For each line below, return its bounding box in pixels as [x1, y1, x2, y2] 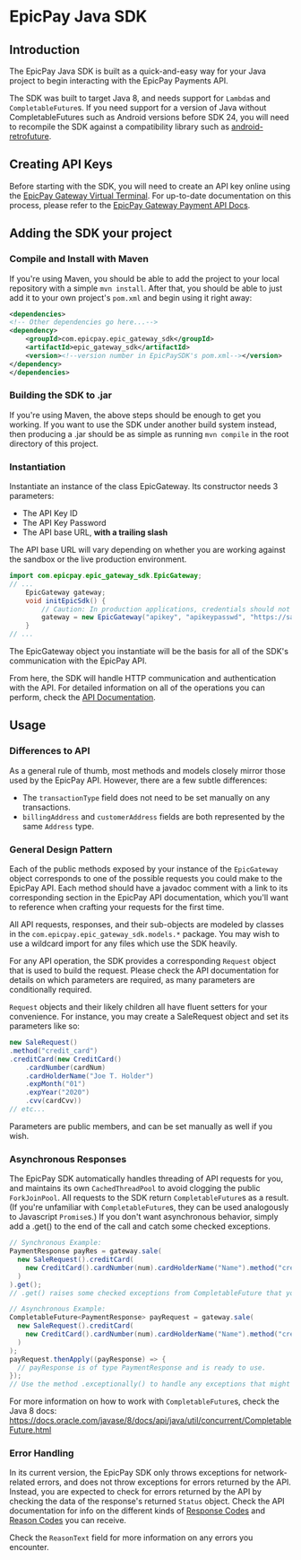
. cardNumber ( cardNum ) [25, 1063, 106, 1072]
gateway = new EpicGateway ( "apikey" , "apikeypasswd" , [41, 613, 246, 622]
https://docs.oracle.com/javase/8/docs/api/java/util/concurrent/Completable [9, 1415, 292, 1426]
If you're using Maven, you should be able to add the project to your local [9, 273, 279, 284]
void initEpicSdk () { [25, 596, 106, 605]
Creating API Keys [9, 157, 114, 172]
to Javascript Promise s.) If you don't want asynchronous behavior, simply [9, 1212, 279, 1223]
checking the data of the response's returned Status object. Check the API [9, 1496, 285, 1507]
